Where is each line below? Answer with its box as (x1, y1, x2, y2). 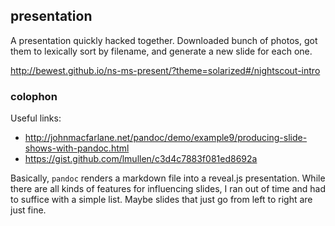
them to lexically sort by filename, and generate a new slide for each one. (10, 45, 313, 57)
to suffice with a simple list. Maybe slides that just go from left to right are (10, 194, 313, 206)
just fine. (10, 204, 47, 216)
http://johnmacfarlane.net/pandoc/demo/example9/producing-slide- (24, 132, 308, 144)
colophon (10, 89, 58, 103)
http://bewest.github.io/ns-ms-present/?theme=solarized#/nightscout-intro (10, 64, 321, 76)
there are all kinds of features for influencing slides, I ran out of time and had (10, 183, 327, 195)
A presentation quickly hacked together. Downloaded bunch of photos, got (10, 34, 318, 46)
